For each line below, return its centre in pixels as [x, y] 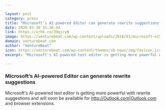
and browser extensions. [30, 103]
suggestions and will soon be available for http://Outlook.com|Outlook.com [81, 98]
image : [12, 37]
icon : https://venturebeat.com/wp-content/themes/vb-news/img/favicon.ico [83, 50]
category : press [22, 18]
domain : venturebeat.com [30, 41]
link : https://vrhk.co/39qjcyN [37, 32]
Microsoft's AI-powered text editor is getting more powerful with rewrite [78, 93]
